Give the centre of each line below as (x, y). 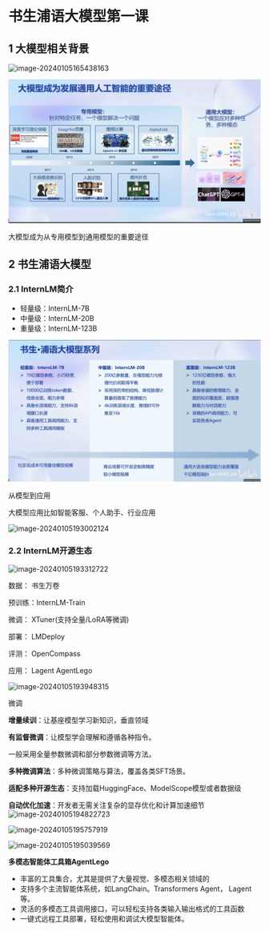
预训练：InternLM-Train (47, 602)
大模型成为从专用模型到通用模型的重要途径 (78, 236)
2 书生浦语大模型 (50, 265)
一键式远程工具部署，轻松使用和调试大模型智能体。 (104, 918)
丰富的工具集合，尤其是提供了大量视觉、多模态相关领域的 (114, 878)
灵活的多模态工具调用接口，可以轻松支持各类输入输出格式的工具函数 (132, 909)
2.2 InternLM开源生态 (50, 551)
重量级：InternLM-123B (58, 328)
